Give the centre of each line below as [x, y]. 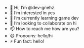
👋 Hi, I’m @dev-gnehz [32, 8]
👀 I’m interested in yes [32, 13]
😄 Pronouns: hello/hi [31, 36]
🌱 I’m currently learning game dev [44, 18]
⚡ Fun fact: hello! [27, 41]
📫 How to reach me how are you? [44, 29]
